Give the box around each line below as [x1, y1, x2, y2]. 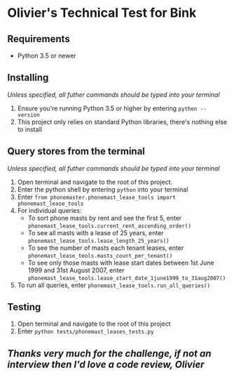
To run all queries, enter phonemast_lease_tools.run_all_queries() [17, 281, 211, 289]
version [17, 111, 40, 119]
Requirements [7, 33, 70, 45]
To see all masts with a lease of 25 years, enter [27, 228, 164, 237]
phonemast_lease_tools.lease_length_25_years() [27, 237, 170, 244]
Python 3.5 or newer [17, 51, 77, 60]
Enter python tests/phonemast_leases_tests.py [17, 327, 154, 336]
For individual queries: [17, 206, 82, 215]
